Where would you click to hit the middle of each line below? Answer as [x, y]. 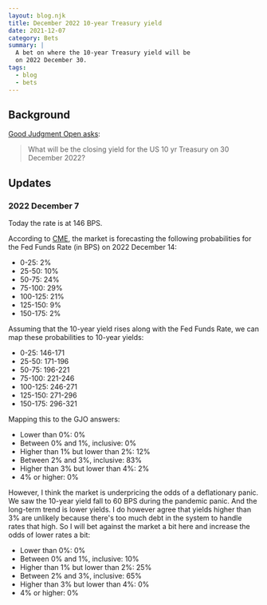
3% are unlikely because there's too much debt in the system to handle [125, 518]
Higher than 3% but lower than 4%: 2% [84, 469]
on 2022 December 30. [51, 61]
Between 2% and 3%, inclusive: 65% [80, 576]
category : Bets [33, 38]
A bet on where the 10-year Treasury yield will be [103, 53]
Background [39, 115]
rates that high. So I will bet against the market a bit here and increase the [130, 526]
